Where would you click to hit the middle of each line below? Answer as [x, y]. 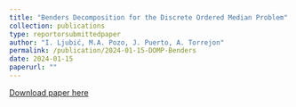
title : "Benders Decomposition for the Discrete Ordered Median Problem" [149, 17]
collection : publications [57, 26]
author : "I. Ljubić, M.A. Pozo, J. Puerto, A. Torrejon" [117, 42]
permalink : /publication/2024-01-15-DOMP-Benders [103, 51]
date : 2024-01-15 [41, 59]
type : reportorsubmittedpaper [65, 34]
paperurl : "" [33, 68]
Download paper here [49, 92]
